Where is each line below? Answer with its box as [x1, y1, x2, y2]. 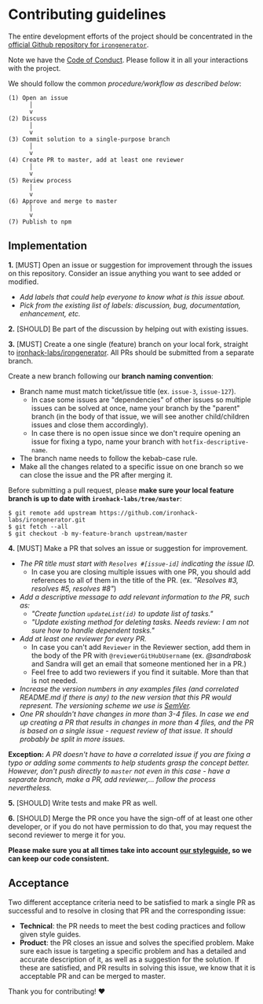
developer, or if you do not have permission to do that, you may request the [8, 821, 252, 831]
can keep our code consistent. [8, 854, 110, 863]
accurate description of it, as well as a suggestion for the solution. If [19, 954, 239, 964]
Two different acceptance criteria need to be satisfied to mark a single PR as [8, 897, 256, 906]
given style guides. [19, 929, 81, 939]
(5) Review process [8, 176, 72, 184]
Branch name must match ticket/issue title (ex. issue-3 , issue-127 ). [19, 386, 237, 396]
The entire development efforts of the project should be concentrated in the [8, 31, 253, 41]
